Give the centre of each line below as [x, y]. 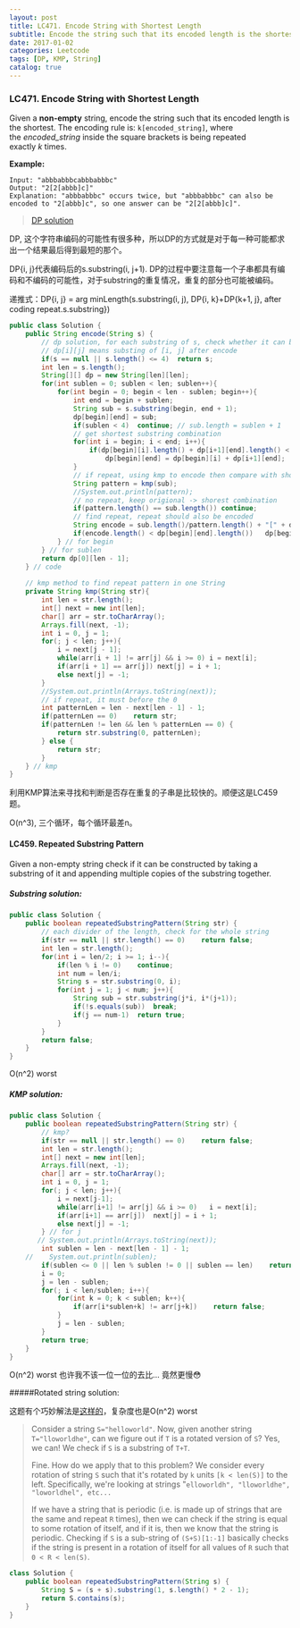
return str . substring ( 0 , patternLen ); [129, 733]
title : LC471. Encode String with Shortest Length [105, 26]
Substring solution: [46, 894]
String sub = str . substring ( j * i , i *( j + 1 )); [155, 999]
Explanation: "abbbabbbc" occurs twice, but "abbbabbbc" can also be [142, 196]
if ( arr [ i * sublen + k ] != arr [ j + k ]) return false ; [169, 1307]
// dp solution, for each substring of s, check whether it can [163, 342]
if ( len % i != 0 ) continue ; [115, 965]
